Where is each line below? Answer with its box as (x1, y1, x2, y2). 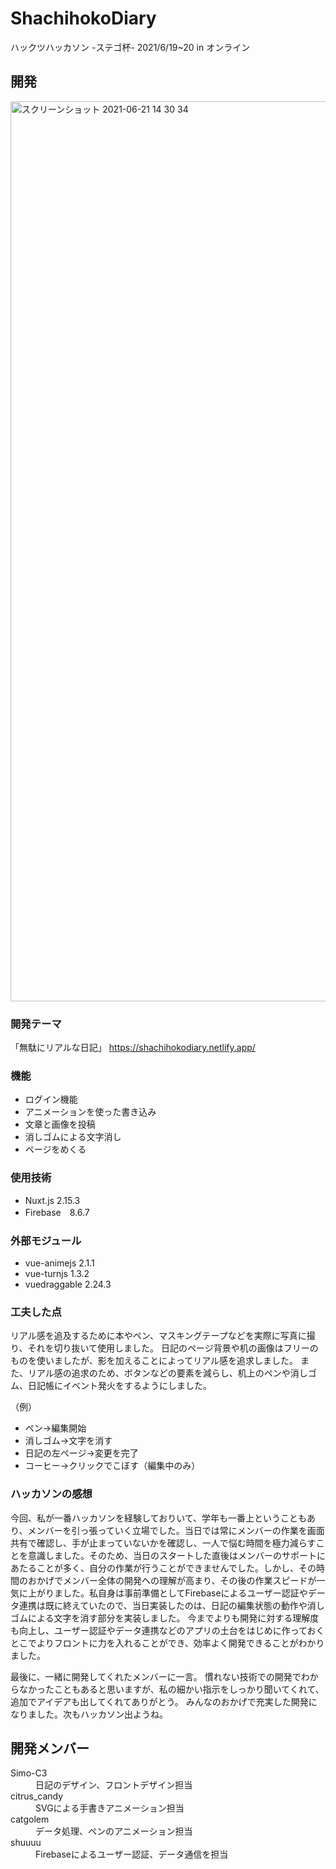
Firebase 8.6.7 (24, 1206, 90, 1218)
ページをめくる (24, 1143, 87, 1156)
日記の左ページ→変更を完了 (24, 1447, 139, 1459)
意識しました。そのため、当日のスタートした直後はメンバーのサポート (27, 1549, 317, 1561)
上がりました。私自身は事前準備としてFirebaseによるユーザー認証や (27, 1587, 308, 1599)
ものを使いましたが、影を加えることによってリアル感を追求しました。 (10, 1355, 299, 1367)
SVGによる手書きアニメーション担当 (35, 1802, 185, 1814)
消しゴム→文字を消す (24, 1435, 113, 1447)
